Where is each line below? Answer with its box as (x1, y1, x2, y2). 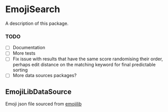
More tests (12, 50, 36, 56)
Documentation (12, 45, 45, 51)
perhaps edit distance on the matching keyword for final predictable (12, 62, 156, 68)
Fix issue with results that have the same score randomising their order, (12, 56, 163, 62)
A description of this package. (5, 20, 69, 26)
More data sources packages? (12, 72, 77, 79)
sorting (12, 67, 28, 73)
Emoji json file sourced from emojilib (5, 101, 82, 107)
